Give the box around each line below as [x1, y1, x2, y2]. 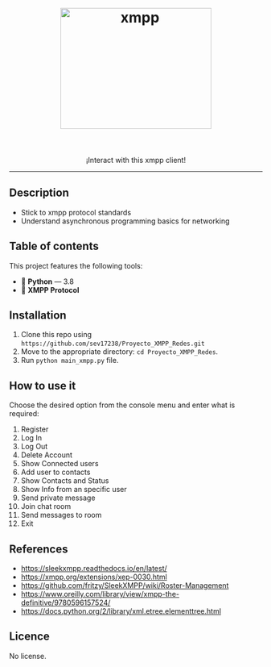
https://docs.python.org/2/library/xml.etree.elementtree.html [20, 607, 222, 615]
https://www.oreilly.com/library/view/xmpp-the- [20, 590, 180, 598]
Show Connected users [20, 459, 99, 469]
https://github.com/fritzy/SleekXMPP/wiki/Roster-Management [20, 581, 229, 590]
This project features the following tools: [9, 261, 143, 270]
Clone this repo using [20, 330, 92, 340]
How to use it [9, 378, 76, 393]
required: [9, 409, 39, 419]
